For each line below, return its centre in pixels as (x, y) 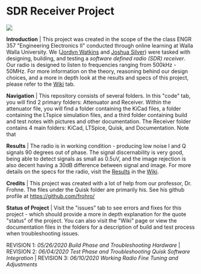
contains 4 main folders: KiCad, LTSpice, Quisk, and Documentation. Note (98, 127)
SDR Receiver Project (60, 11)
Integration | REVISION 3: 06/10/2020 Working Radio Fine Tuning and (92, 258)
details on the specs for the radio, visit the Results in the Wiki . (83, 171)
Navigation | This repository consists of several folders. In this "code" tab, (98, 95)
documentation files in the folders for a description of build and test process (100, 227)
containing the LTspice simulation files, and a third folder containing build (97, 115)
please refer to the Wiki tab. (41, 84)
